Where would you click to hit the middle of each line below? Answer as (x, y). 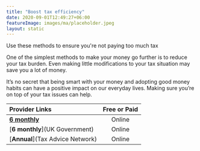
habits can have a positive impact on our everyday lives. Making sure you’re (100, 88)
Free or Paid (120, 109)
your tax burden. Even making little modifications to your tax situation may (98, 64)
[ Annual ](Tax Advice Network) (53, 139)
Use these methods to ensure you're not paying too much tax (82, 46)
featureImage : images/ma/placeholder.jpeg (60, 23)
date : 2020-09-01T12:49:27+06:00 (48, 17)
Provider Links (30, 109)
